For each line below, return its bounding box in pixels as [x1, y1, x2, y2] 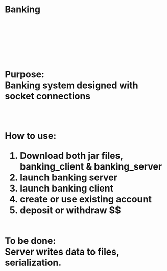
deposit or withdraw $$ [19, 204, 121, 216]
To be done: [5, 235, 56, 247]
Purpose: [5, 69, 44, 80]
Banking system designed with [5, 79, 138, 91]
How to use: [5, 130, 57, 142]
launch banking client [19, 183, 114, 194]
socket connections [5, 91, 91, 102]
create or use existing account [19, 194, 152, 205]
